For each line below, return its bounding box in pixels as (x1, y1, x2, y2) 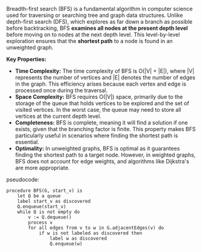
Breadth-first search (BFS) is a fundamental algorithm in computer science (6, 5, 193, 12)
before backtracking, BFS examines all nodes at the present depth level (6, 24, 188, 32)
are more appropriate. (15, 164, 70, 171)
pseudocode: (6, 176, 39, 183)
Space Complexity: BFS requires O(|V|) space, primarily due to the (15, 94, 183, 100)
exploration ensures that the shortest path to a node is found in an (6, 38, 173, 44)
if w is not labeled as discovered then (38, 230, 143, 236)
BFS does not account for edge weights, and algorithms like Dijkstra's (15, 158, 189, 165)
